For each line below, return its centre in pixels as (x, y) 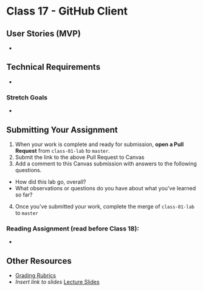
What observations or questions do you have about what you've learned (105, 188)
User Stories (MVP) (43, 34)
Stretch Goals (27, 97)
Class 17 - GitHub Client (67, 11)
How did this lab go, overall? (50, 182)
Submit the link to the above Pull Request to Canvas (80, 157)
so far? (24, 195)
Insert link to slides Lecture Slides (57, 282)
